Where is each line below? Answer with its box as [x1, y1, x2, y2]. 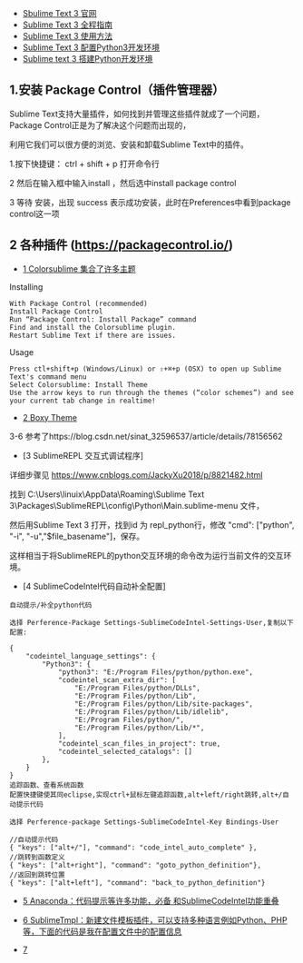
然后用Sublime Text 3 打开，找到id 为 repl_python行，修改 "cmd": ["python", [9, 519, 295, 530]
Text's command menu [9, 372, 88, 382]
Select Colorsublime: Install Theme [9, 380, 148, 389]
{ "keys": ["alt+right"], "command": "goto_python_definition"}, [9, 860, 261, 869]
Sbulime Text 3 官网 [22, 8, 97, 18]
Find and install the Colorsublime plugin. [9, 323, 177, 332]
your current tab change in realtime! [9, 396, 156, 405]
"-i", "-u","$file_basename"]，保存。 [9, 531, 145, 541]
